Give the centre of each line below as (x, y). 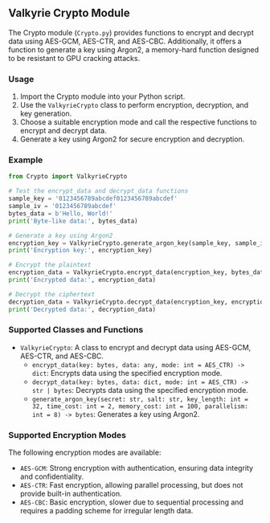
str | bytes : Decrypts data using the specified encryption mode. (140, 390)
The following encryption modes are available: (85, 452)
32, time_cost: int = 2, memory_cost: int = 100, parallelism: (140, 406)
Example (26, 160)
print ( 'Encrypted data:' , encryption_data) (82, 280)
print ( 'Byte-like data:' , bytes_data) (73, 221)
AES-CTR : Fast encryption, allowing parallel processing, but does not (131, 485)
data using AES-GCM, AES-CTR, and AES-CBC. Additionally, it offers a (125, 41)
